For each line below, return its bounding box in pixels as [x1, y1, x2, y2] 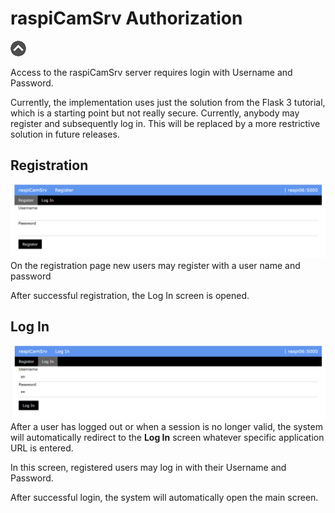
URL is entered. [10, 442, 74, 454]
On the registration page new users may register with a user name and [10, 259, 301, 271]
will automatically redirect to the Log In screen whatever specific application [10, 431, 325, 443]
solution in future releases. [10, 128, 120, 140]
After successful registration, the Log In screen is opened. [10, 289, 250, 301]
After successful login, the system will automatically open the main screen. [10, 491, 319, 503]
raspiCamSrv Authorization [10, 7, 243, 30]
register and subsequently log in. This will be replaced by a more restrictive [10, 117, 321, 129]
